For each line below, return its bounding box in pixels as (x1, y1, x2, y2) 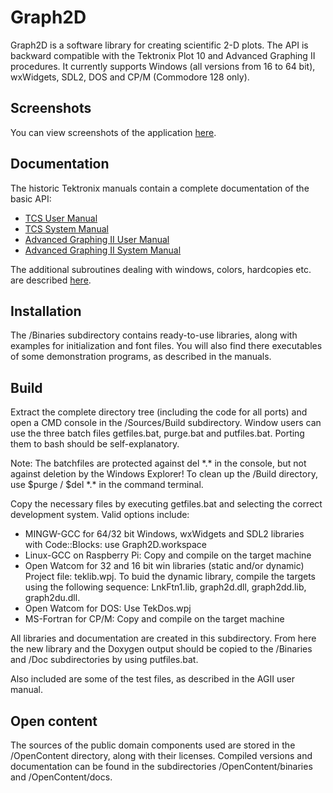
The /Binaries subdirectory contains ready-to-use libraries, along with (10, 329, 298, 341)
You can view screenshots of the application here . (10, 126, 217, 138)
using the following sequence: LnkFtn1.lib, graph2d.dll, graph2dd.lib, (24, 581, 307, 593)
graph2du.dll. (24, 592, 81, 604)
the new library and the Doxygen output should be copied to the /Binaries (10, 643, 313, 655)
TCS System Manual (24, 222, 109, 235)
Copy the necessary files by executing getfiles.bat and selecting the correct (10, 498, 323, 510)
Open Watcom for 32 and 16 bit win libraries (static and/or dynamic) (24, 560, 305, 572)
